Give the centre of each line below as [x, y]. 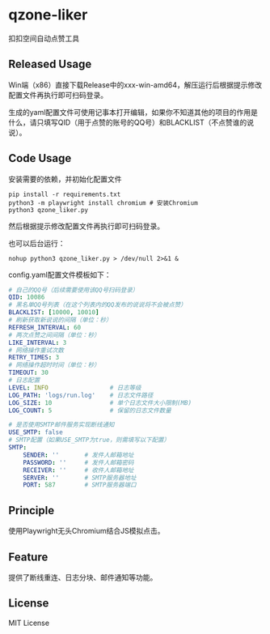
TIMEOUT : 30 [28, 373]
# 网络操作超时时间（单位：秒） [54, 365]
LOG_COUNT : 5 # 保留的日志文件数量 [90, 411]
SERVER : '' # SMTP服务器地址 [80, 478]
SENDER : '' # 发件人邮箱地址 [78, 455]
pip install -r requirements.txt [65, 194]
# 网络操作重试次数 [36, 350]
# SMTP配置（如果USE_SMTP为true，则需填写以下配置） [89, 440]
